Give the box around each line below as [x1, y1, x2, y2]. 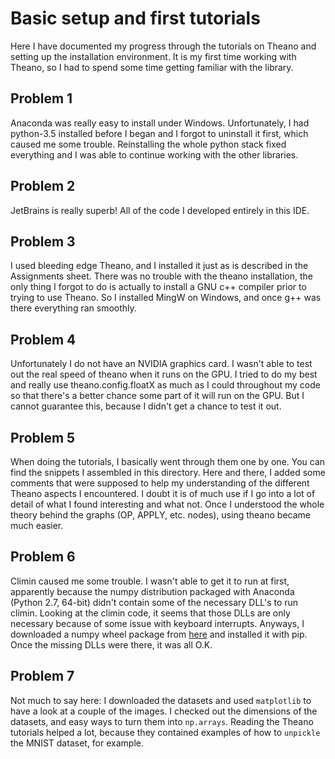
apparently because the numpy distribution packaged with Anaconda [10, 585, 295, 597]
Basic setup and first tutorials [10, 7, 261, 30]
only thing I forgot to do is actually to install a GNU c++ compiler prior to [10, 281, 307, 293]
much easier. [10, 520, 64, 531]
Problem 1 [10, 90, 73, 107]
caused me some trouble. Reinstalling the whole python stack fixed [10, 138, 287, 150]
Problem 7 [10, 668, 75, 685]
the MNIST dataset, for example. [10, 737, 144, 749]
